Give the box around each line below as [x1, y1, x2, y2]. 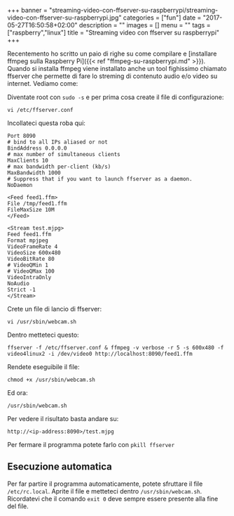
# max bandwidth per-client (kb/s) [7, 163, 111, 170]
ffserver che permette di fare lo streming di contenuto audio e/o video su [7, 72, 218, 80]
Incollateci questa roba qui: [7, 119, 86, 127]
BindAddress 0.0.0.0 [7, 145, 68, 152]
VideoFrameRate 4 [7, 243, 58, 250]
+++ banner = [7, 6, 48, 14]
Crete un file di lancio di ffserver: [7, 305, 102, 313]
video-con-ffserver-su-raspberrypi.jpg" [7, 13, 122, 22]
